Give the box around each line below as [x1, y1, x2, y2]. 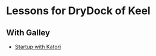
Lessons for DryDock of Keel [6, 4, 151, 18]
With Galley [6, 28, 51, 38]
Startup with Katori [14, 43, 61, 50]
